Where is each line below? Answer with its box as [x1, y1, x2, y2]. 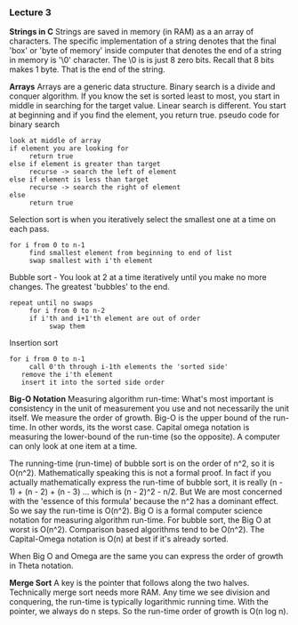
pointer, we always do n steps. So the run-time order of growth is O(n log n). [9, 606, 289, 617]
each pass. [9, 224, 50, 235]
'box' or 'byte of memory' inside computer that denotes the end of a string [9, 45, 282, 56]
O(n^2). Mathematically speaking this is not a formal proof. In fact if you [9, 468, 271, 478]
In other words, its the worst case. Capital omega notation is [29, 422, 250, 433]
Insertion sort [9, 338, 59, 349]
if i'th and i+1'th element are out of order [28, 314, 201, 324]
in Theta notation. [9, 560, 74, 571]
